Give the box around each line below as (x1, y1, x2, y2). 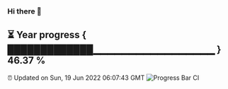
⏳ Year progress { (7, 29, 87, 41)
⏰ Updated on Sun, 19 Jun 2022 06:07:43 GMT (7, 73, 145, 82)
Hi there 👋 (7, 6, 42, 16)
